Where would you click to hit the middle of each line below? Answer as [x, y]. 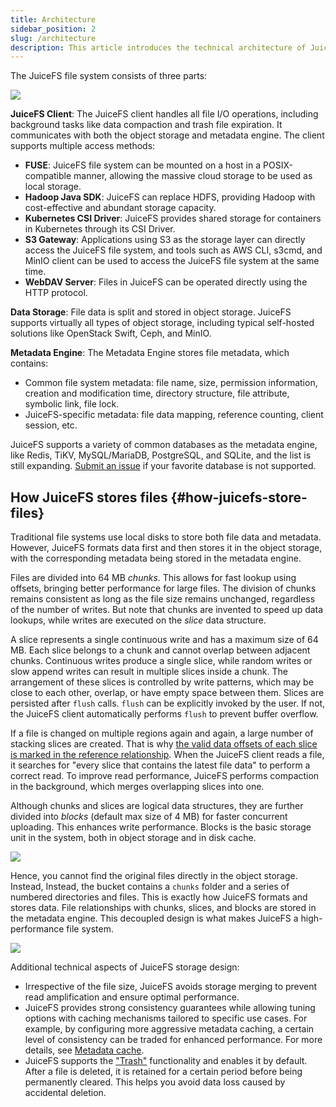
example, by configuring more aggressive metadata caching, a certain [169, 1029]
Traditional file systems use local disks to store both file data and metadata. [166, 537]
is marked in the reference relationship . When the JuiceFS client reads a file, [167, 755]
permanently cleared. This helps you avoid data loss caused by [155, 1082]
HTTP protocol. [56, 293]
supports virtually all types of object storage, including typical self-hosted [162, 323]
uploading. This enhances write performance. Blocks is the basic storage [161, 827]
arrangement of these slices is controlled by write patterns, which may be [162, 682]
